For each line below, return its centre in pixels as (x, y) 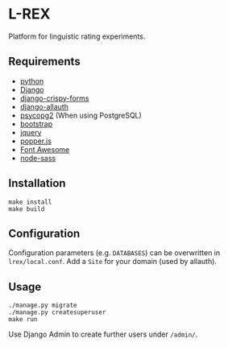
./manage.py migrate (43, 306)
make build (27, 209)
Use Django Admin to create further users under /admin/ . (103, 334)
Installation (37, 183)
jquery (31, 132)
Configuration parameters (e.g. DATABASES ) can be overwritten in (114, 253)
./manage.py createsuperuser (57, 312)
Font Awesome (45, 149)
